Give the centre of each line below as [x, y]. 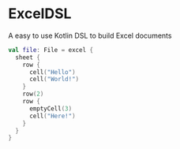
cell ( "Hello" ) [52, 72]
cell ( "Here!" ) [52, 116]
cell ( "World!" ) [54, 80]
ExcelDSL [40, 14]
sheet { [28, 57]
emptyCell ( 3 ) [51, 108]
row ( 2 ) [33, 94]
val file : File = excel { [51, 50]
